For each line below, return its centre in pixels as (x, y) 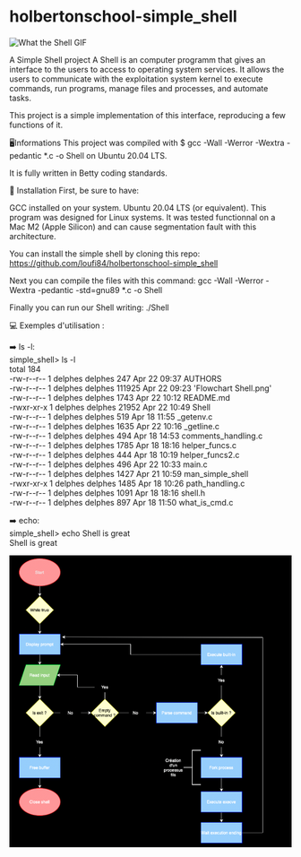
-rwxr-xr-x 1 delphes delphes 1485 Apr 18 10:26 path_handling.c (127, 483)
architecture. (33, 236)
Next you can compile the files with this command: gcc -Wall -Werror (137, 281)
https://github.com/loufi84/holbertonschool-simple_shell (114, 263)
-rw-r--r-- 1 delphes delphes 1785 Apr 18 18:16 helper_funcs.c (123, 445)
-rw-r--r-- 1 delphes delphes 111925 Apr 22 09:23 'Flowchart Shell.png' (141, 388)
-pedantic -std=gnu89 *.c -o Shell (100, 290)
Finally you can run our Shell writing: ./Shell (89, 307)
